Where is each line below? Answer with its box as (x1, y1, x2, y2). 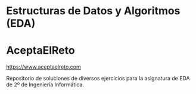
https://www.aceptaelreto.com (6, 63, 82, 70)
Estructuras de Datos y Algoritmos (6, 4, 181, 18)
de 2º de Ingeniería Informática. (6, 81, 85, 88)
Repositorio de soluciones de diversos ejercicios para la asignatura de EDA (6, 75, 190, 82)
